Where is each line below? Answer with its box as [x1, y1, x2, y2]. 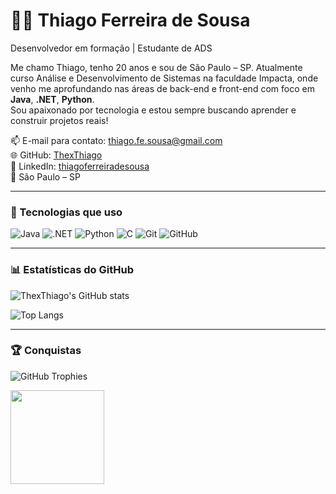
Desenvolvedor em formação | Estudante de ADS [10, 42, 213, 54]
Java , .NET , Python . [10, 93, 95, 105]
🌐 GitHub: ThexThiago [10, 149, 103, 161]
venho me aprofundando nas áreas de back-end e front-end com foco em [10, 82, 315, 94]
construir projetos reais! [10, 114, 109, 126]
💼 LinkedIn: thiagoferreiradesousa [10, 160, 150, 172]
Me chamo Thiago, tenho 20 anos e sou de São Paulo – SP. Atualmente [10, 61, 303, 73]
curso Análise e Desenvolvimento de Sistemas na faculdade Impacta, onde [10, 72, 319, 84]
